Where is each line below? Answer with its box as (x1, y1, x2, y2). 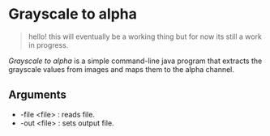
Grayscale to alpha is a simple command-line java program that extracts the (8, 56, 263, 66)
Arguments (8, 88, 67, 102)
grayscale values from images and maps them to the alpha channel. (8, 64, 235, 74)
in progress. (28, 40, 69, 49)
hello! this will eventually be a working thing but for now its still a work (28, 32, 262, 41)
